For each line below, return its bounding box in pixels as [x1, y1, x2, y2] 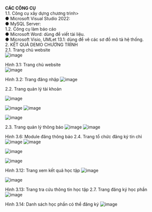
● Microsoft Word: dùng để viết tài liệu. [5, 31, 85, 37]
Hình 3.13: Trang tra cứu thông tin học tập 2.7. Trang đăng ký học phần [5, 186, 148, 192]
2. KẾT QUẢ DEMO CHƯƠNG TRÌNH [5, 42, 78, 47]
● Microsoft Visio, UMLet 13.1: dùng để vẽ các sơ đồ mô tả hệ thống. [5, 36, 144, 42]
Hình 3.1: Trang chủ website [5, 62, 61, 67]
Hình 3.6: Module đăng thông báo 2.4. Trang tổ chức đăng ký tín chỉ [5, 134, 142, 139]
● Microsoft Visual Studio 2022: [5, 16, 70, 21]
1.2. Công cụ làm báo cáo [5, 26, 56, 32]
